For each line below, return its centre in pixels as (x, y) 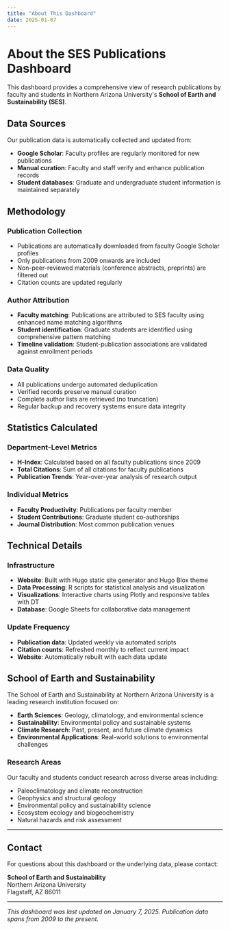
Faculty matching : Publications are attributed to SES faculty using (110, 315)
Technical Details (45, 545)
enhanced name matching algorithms (69, 323)
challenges (33, 745)
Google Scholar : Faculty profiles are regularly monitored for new (108, 153)
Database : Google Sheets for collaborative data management (103, 609)
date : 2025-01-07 (32, 20)
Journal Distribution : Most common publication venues (95, 524)
